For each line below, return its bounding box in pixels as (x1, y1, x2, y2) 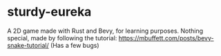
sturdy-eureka (7, 4, 92, 20)
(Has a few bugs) (50, 41, 99, 49)
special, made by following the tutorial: (7, 33, 117, 42)
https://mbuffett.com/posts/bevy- (118, 33, 214, 42)
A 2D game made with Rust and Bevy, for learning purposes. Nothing (7, 27, 204, 35)
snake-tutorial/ (7, 41, 50, 49)
